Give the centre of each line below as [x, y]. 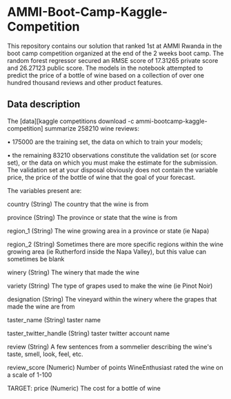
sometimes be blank [36, 259]
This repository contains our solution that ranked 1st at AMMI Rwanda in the [115, 46]
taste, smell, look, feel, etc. [45, 354]
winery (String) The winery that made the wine [73, 272]
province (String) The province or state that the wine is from [92, 217]
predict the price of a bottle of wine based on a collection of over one [106, 75]
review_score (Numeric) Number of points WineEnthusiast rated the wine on [115, 367]
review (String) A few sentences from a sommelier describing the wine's [110, 346]
